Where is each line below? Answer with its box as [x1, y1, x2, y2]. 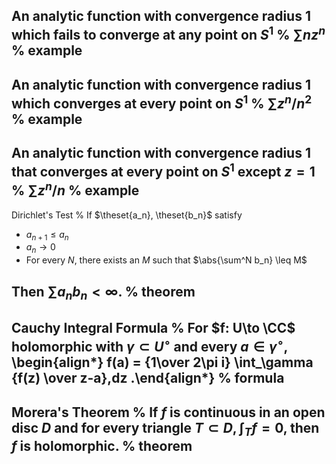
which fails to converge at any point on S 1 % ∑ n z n [11, 24, 326, 44]
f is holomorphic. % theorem [11, 437, 193, 454]
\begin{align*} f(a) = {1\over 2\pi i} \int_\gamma [11, 354, 314, 371]
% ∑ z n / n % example [11, 179, 140, 199]
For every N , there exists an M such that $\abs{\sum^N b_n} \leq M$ [25, 254, 308, 266]
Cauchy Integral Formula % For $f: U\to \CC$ [11, 320, 296, 337]
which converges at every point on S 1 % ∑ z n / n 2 [11, 92, 313, 112]
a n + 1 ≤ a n [25, 228, 69, 243]
